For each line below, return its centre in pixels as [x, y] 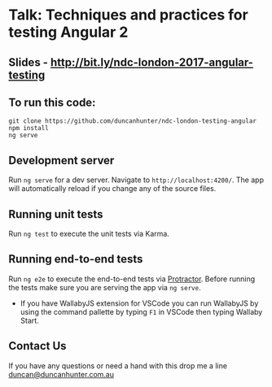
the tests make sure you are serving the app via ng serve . [105, 287]
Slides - [29, 62]
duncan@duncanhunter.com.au [61, 374]
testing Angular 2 [68, 32]
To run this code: [52, 102]
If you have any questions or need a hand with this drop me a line [118, 365]
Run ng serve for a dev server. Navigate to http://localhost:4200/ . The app [136, 180]
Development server [61, 160]
